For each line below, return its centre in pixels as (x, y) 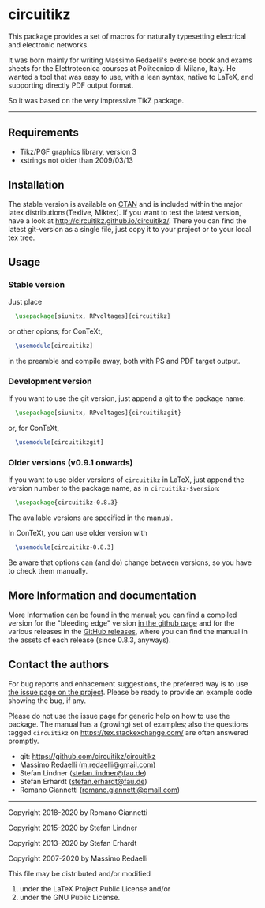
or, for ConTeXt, (34, 428)
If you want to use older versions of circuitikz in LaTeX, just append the (126, 480)
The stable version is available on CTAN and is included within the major (125, 204)
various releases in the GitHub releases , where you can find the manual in (128, 631)
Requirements (43, 133)
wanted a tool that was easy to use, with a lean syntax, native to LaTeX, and (131, 77)
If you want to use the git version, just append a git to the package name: (127, 398)
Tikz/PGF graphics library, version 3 (78, 151)
